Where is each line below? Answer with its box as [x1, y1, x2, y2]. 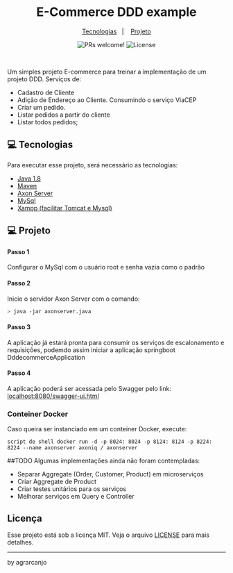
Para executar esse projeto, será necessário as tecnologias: [7, 160, 178, 169]
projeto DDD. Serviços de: [7, 74, 82, 83]
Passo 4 [7, 369, 31, 377]
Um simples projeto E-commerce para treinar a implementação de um [7, 67, 207, 76]
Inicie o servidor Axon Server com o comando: [7, 294, 140, 303]
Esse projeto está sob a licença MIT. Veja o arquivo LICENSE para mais [7, 531, 210, 539]
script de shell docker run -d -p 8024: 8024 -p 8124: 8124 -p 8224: [7, 438, 213, 445]
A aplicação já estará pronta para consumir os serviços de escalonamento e [7, 338, 225, 347]
